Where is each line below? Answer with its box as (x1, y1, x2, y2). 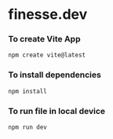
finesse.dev (8, 5, 88, 24)
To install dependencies (8, 69, 102, 80)
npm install (8, 87, 47, 95)
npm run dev (8, 123, 47, 131)
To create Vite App (8, 34, 81, 45)
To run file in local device (8, 105, 106, 116)
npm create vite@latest (8, 51, 86, 60)
